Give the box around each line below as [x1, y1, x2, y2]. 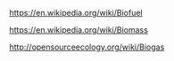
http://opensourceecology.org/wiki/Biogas [9, 42, 165, 52]
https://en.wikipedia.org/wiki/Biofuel [9, 8, 143, 18]
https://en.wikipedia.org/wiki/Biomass [9, 25, 149, 34]
